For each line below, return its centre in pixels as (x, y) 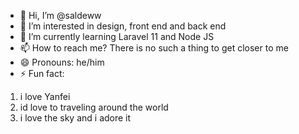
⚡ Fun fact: (42, 73)
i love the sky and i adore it (75, 118)
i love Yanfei (45, 96)
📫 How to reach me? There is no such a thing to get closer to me (154, 48)
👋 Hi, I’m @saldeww (60, 15)
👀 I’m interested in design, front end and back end (123, 26)
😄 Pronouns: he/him (62, 62)
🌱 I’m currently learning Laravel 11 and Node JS (117, 36)
